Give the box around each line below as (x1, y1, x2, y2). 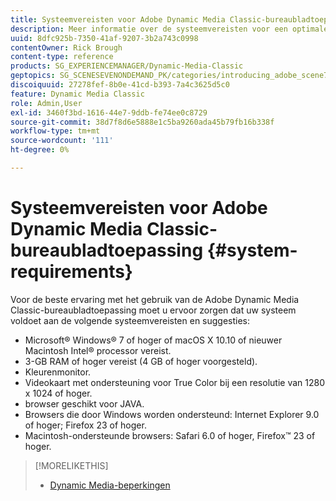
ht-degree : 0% (10, 145, 70, 155)
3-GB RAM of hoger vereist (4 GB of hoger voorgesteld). (24, 355, 258, 367)
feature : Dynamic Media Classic (10, 89, 145, 99)
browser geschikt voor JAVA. (24, 397, 145, 410)
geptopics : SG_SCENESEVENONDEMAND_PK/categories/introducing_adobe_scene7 (10, 71, 329, 81)
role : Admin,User (10, 98, 83, 108)
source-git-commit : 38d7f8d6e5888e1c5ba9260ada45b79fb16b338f (10, 117, 275, 127)
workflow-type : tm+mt (10, 126, 101, 136)
